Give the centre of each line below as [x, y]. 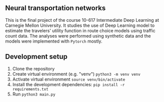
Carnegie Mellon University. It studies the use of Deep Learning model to [80, 25]
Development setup [36, 57]
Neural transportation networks [56, 8]
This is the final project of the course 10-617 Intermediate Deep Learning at [82, 20]
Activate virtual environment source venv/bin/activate [69, 79]
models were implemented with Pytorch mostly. [54, 41]
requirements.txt [30, 89]
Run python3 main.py [34, 94]
